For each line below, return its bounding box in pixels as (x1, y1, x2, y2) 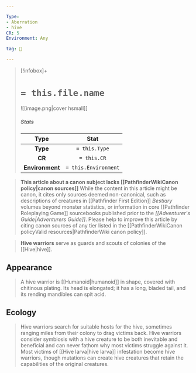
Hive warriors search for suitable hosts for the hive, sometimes (20, 323, 173, 330)
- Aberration (6, 19, 38, 25)
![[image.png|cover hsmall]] (20, 105, 88, 112)
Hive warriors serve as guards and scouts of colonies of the (20, 239, 166, 246)
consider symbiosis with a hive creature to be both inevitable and (20, 336, 178, 343)
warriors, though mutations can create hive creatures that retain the (20, 354, 184, 361)
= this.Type (75, 145, 109, 152)
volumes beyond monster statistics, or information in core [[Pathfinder (20, 203, 190, 210)
